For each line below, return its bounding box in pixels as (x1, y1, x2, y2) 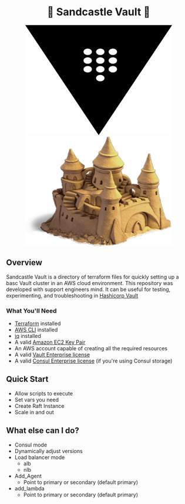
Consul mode (14, 441, 48, 448)
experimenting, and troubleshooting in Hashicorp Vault (6, 292, 139, 299)
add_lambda (14, 485, 45, 492)
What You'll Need (6, 306, 57, 314)
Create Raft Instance (14, 402, 65, 410)
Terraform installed (14, 320, 61, 327)
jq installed (14, 333, 41, 340)
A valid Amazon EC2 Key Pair (14, 339, 86, 346)
